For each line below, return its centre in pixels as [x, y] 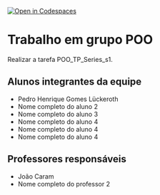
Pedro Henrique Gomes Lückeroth [68, 99]
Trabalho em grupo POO [80, 40]
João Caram [36, 176]
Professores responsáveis [67, 159]
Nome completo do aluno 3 [58, 114]
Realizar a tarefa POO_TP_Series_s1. [60, 59]
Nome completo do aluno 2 [58, 106]
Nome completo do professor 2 [64, 184]
